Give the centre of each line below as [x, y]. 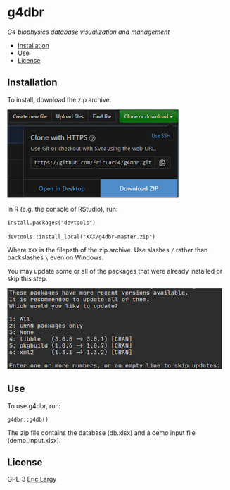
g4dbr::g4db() [28, 419]
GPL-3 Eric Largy [32, 479]
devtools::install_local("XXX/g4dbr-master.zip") [82, 237]
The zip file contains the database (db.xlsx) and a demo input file [101, 433]
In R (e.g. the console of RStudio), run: [63, 209]
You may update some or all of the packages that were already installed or [115, 271]
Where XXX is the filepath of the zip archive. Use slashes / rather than [108, 250]
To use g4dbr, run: [34, 405]
